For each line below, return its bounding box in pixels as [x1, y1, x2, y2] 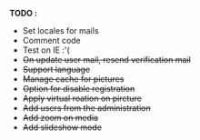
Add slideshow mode [22, 122, 103, 133]
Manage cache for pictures [22, 74, 125, 85]
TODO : [9, 8, 38, 18]
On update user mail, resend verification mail [22, 55, 191, 65]
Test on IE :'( [22, 45, 70, 55]
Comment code [22, 35, 82, 45]
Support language [22, 64, 91, 75]
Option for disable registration [22, 84, 135, 94]
